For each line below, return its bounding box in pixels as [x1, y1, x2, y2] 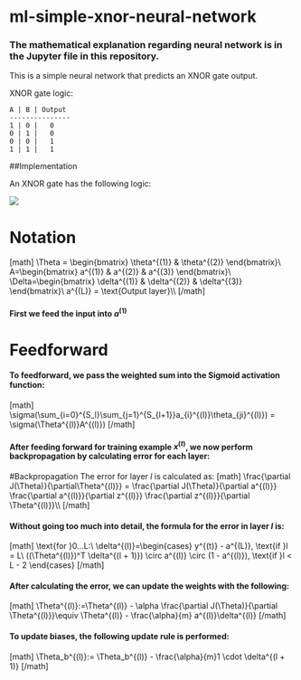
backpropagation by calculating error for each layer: [9, 450, 211, 462]
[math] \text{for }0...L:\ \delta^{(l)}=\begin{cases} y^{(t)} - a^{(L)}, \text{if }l [9, 541, 288, 552]
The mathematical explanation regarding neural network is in [9, 39, 283, 52]
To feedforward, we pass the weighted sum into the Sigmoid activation [9, 370, 280, 381]
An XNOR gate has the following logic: [9, 178, 152, 189]
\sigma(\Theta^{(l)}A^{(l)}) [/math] [9, 419, 136, 430]
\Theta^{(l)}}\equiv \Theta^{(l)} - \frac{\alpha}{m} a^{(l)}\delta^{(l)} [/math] [9, 610, 287, 621]
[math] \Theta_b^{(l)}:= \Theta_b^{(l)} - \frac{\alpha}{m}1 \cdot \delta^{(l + [9, 651, 286, 662]
